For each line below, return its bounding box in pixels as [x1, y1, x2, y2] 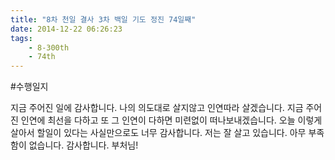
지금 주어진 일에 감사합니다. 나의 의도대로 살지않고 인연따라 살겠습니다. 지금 [10, 102, 304, 114]
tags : [10, 33, 33, 43]
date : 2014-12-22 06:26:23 [10, 24, 123, 34]
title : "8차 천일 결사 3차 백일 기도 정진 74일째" [10, 14, 197, 25]
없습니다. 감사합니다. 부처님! [28, 139, 139, 151]
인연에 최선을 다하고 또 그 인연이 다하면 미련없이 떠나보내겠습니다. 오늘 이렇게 [20, 114, 323, 126]
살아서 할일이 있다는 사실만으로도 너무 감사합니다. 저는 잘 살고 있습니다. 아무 [10, 127, 307, 139]
